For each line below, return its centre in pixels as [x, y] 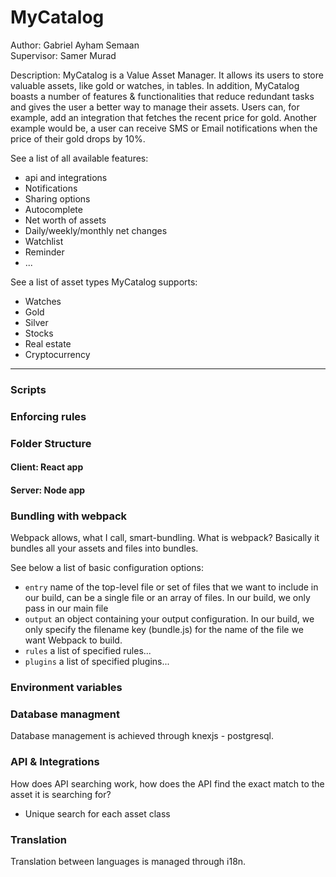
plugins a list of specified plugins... [97, 662]
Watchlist [44, 241]
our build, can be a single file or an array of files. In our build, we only [167, 598]
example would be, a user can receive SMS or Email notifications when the [164, 128]
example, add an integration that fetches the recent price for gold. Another [164, 117]
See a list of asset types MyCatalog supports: [104, 282]
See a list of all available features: [79, 158]
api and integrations [66, 177]
